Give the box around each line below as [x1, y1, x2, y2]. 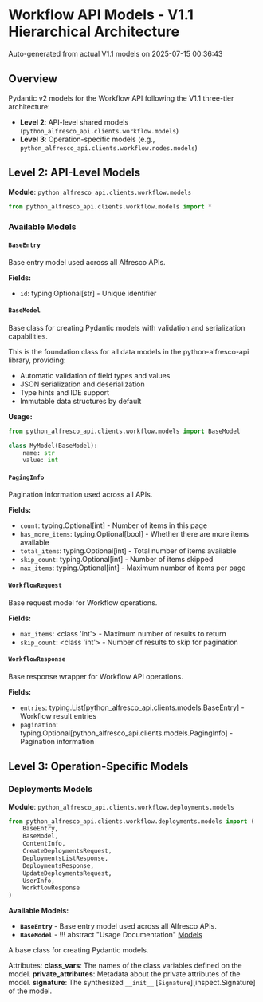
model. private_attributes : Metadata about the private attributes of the [8, 969, 241, 979]
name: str [22, 449, 56, 457]
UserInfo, [22, 877, 56, 885]
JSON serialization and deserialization [19, 379, 145, 389]
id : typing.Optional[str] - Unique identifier [19, 288, 157, 298]
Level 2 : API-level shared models [19, 117, 129, 127]
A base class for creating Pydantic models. [8, 945, 149, 955]
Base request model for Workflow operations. [8, 597, 158, 608]
